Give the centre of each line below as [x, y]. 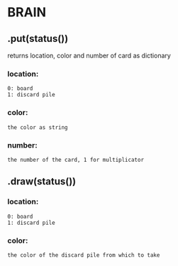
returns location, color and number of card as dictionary [89, 55]
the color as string [38, 127]
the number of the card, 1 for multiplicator [76, 160]
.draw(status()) [42, 182]
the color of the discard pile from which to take [84, 255]
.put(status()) [38, 39]
